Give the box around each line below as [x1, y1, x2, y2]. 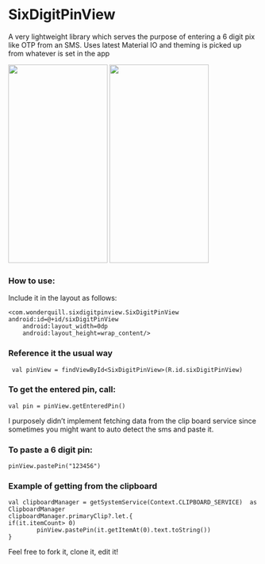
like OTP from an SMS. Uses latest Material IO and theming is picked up [8, 40, 242, 49]
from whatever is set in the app [8, 48, 110, 58]
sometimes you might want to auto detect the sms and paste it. [8, 424, 214, 434]
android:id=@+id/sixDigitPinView [8, 316, 119, 324]
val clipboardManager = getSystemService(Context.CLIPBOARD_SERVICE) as [8, 498, 258, 507]
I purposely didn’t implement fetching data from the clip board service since [8, 416, 256, 425]
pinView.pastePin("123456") [8, 462, 102, 470]
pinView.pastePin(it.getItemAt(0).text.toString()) [36, 526, 212, 535]
